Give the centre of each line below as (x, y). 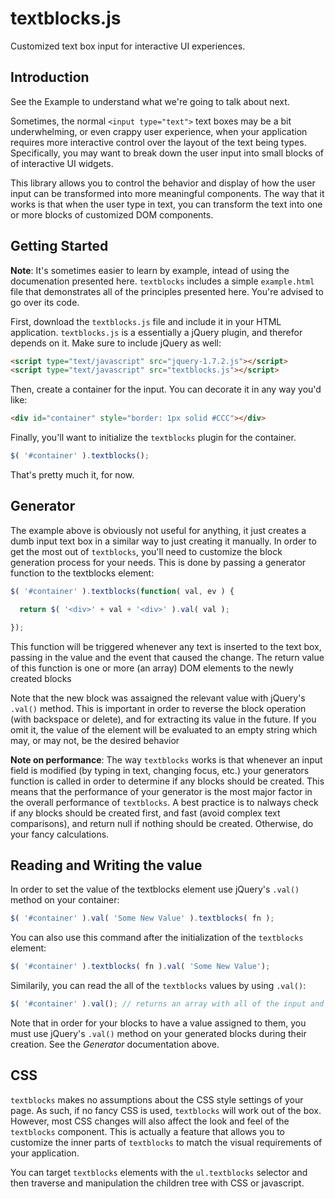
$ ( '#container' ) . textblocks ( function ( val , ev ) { (122, 591)
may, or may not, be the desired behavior (95, 740)
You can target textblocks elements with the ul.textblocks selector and (159, 1172)
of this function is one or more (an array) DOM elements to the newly (152, 668)
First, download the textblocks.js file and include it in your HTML (146, 321)
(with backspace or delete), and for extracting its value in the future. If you (163, 719)
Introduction (50, 77)
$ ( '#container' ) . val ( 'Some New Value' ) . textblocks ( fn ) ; (142, 918)
